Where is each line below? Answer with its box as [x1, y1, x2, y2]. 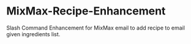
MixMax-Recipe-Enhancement [6, 4, 166, 18]
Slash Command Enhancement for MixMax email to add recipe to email [6, 24, 185, 31]
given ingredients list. [6, 30, 61, 37]
